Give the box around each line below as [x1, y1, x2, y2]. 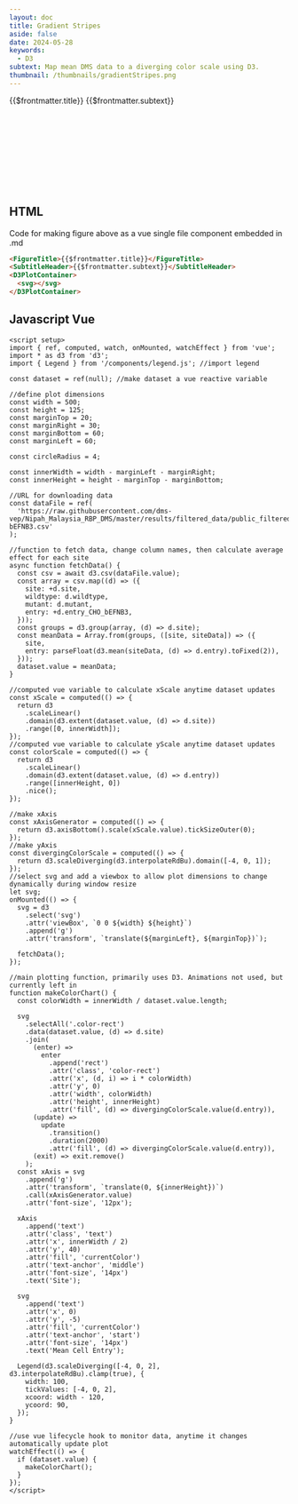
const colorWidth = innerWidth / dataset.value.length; [17, 996, 228, 1005]
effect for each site [9, 553, 90, 562]
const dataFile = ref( [9, 498, 93, 507]
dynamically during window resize [9, 879, 137, 888]
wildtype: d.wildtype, [25, 592, 109, 601]
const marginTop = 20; [9, 413, 93, 422]
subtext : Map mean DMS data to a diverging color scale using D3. [9, 63, 260, 72]
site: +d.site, [25, 584, 82, 593]
